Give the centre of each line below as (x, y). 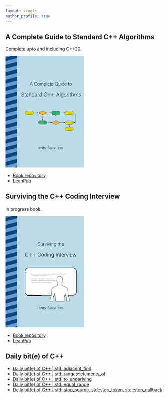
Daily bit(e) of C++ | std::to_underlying (52, 379)
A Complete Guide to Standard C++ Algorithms (80, 37)
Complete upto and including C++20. (43, 49)
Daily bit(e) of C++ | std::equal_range (51, 384)
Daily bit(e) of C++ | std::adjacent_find (52, 368)
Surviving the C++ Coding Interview (63, 197)
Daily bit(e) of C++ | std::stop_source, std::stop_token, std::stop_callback (88, 390)
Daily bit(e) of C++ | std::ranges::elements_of (59, 374)
